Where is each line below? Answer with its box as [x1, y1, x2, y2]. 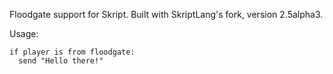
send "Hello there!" [18, 56, 104, 66]
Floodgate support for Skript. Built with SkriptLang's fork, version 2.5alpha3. [9, 9, 324, 20]
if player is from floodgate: [9, 47, 136, 57]
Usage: [9, 28, 39, 39]
